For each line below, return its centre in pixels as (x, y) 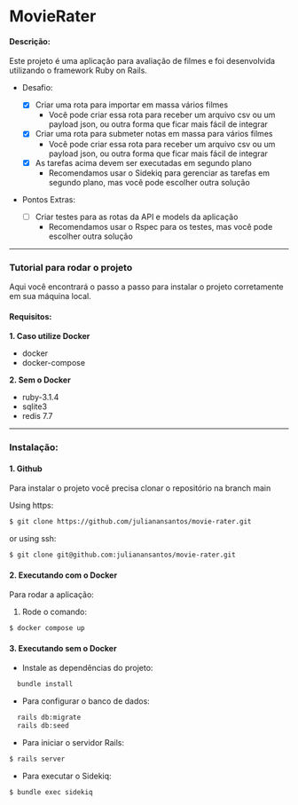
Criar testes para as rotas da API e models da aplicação (137, 217)
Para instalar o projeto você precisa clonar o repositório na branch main (140, 488)
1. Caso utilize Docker (50, 336)
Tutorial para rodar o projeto (71, 267)
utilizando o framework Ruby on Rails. (78, 71)
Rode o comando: (54, 612)
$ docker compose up (47, 628)
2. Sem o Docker (40, 380)
